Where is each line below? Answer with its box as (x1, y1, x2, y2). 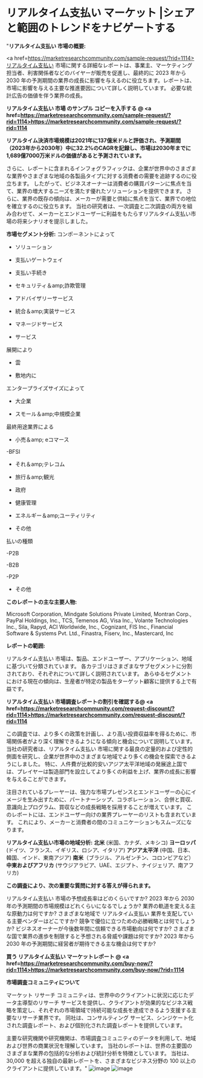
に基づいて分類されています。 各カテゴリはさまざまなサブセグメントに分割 (6, 662, 192, 670)
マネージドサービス (14, 320, 63, 328)
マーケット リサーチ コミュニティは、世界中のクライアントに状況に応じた (6, 991, 189, 998)
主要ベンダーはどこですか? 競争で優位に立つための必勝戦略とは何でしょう (11, 917, 196, 925)
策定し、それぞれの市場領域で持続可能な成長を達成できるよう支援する (16, 1006, 192, 1013)
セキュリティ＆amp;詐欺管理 (14, 282, 86, 289)
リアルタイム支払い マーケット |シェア (6, 6, 195, 20)
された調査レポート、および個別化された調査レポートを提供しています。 (6, 1021, 185, 1028)
